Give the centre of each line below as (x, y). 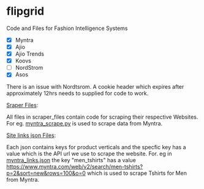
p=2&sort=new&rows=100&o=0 (46, 173)
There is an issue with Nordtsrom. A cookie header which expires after (95, 87)
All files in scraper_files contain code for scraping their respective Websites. (102, 117)
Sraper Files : (22, 105)
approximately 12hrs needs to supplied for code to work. (77, 94)
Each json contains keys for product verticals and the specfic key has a (96, 147)
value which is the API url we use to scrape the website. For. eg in (89, 154)
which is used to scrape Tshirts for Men (137, 173)
